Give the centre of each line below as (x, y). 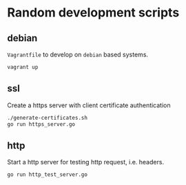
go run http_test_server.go (48, 175)
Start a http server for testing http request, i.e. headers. (85, 162)
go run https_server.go (41, 124)
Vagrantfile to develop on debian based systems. (78, 54)
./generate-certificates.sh (48, 118)
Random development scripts (93, 13)
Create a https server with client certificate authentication (89, 105)
